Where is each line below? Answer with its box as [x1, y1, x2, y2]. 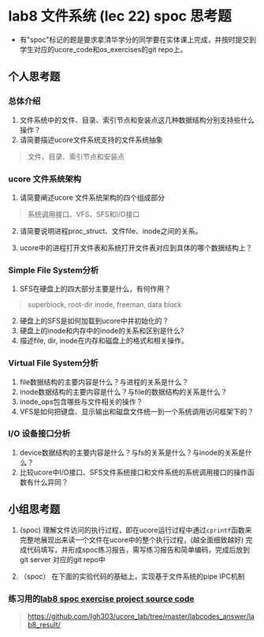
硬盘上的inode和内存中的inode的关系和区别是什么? [19, 326, 184, 335]
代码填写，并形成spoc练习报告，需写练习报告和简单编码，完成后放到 [26, 545, 251, 554]
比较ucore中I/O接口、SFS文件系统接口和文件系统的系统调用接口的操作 [19, 467, 248, 477]
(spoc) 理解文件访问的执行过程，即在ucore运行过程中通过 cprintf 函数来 [19, 525, 252, 534]
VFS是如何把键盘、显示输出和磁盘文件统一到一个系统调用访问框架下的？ [19, 407, 255, 416]
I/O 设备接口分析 [8, 428, 71, 439]
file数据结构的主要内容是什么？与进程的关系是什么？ [19, 377, 189, 387]
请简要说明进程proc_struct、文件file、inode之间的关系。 [19, 226, 203, 235]
